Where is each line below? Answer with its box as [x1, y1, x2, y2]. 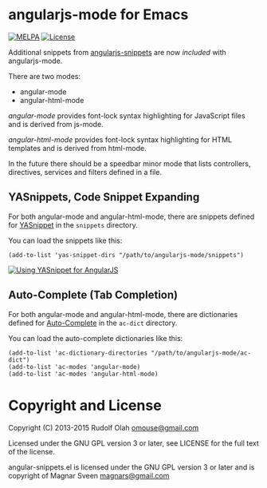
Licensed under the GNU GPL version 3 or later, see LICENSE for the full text [8, 438, 259, 448]
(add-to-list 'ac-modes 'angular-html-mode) [8, 370, 159, 378]
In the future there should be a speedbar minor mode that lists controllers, [8, 158, 251, 169]
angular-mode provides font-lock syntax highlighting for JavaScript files [8, 110, 245, 121]
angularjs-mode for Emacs [8, 6, 189, 24]
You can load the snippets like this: [8, 236, 123, 245]
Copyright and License [8, 396, 162, 415]
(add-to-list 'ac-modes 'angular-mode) [8, 363, 141, 371]
